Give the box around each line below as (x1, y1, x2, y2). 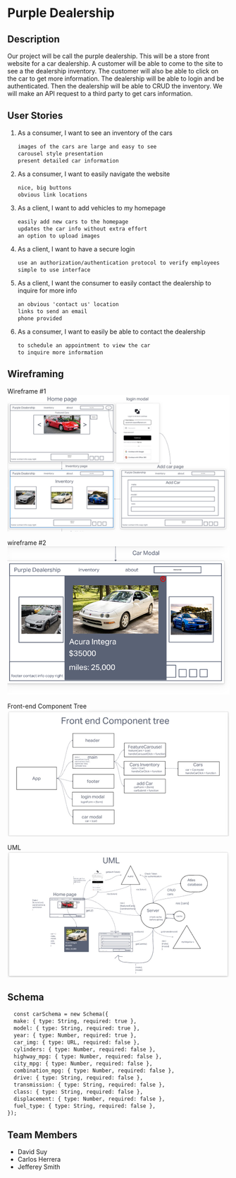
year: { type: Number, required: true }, (13, 1032, 137, 1039)
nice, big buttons (17, 184, 72, 192)
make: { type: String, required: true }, (13, 1018, 137, 1025)
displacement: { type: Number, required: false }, (13, 1095, 166, 1103)
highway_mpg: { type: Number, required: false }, (13, 1053, 162, 1061)
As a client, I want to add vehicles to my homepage (17, 204, 166, 212)
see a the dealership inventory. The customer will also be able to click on (7, 67, 219, 75)
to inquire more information (17, 348, 104, 356)
